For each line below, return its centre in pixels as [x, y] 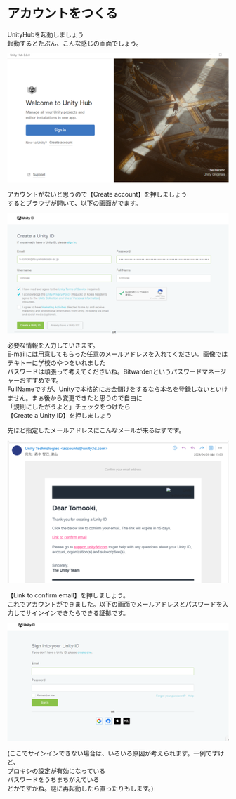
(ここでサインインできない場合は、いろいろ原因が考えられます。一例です [113, 753]
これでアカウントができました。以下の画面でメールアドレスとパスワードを [115, 604]
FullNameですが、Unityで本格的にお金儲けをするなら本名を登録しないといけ [118, 389]
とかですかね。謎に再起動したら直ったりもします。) [80, 788]
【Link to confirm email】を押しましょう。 [68, 595]
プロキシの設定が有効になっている [57, 771]
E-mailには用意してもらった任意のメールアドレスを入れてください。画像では [118, 354]
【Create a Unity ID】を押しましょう [60, 415]
